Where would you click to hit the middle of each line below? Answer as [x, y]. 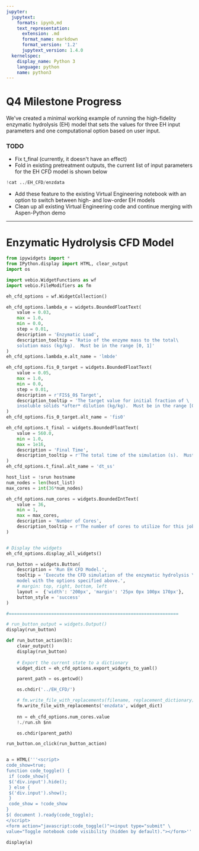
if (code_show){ [29, 776]
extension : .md [41, 34]
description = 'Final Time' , [53, 450]
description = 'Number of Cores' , [59, 521]
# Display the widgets [34, 548]
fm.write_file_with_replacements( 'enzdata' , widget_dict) [90, 706]
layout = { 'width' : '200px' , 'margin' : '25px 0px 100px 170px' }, [100, 591]
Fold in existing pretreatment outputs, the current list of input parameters [104, 165]
